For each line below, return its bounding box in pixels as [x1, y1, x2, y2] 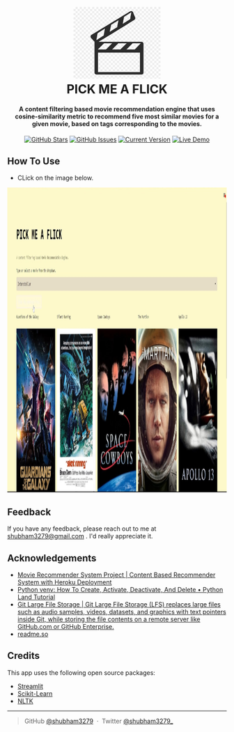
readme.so [17, 630, 49, 638]
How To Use [7, 155, 61, 167]
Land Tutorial [17, 593, 56, 601]
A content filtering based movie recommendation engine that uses [18, 104, 216, 113]
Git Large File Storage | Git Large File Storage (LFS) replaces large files [17, 600, 221, 608]
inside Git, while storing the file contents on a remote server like [17, 615, 201, 623]
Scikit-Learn [17, 689, 53, 698]
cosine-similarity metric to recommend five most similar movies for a [15, 112, 219, 120]
